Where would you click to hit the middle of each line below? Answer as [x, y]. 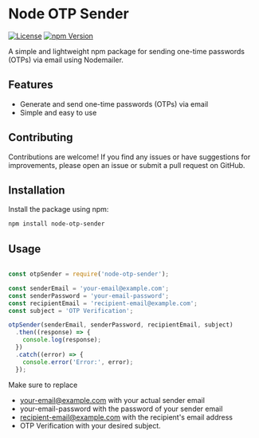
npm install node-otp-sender [57, 224]
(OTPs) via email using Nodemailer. [66, 60]
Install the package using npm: [59, 209]
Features [31, 85]
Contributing [41, 137]
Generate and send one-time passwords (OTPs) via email [114, 104]
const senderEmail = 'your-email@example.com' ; [89, 288]
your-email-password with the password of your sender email [121, 409]
